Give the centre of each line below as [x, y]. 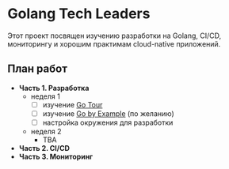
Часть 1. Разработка [54, 88]
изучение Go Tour [73, 104]
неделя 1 [45, 96]
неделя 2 [46, 131]
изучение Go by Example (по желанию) [109, 113]
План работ [38, 69]
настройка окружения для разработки [108, 122]
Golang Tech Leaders [79, 14]
